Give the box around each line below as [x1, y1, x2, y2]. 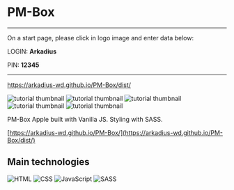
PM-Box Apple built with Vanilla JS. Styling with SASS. [7, 115, 163, 123]
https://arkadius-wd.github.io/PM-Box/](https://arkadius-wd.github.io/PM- [9, 128, 223, 136]
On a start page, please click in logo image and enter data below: [7, 33, 194, 42]
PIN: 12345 [7, 61, 40, 69]
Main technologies [7, 156, 90, 168]
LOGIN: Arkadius [7, 47, 57, 56]
